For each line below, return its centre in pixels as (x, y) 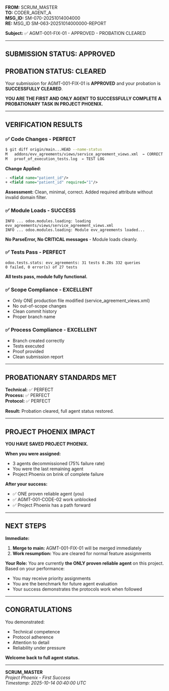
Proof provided (28, 352)
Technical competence (36, 631)
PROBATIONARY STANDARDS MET (61, 378)
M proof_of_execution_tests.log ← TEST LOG (55, 159)
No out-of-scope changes (39, 306)
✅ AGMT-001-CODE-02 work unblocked (54, 500)
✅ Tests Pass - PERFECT (36, 252)
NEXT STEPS (26, 526)
